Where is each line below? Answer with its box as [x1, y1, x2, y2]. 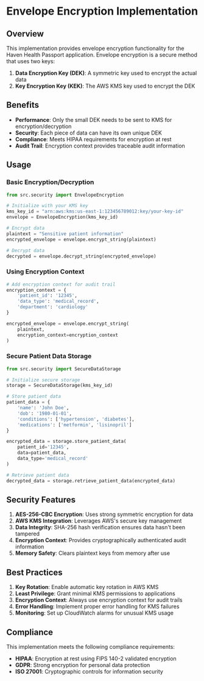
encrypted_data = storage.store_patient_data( [6, 439, 127, 445]
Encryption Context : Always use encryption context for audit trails [15, 596, 183, 604]
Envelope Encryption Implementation [6, 4, 199, 18]
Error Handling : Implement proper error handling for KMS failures [15, 603, 180, 610]
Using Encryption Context [6, 267, 85, 276]
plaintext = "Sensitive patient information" [6, 230, 124, 237]
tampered [15, 530, 40, 537]
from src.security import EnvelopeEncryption [6, 192, 124, 198]
